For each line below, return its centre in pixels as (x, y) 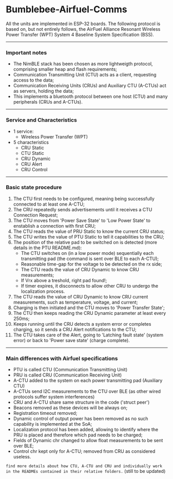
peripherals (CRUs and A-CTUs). (48, 102)
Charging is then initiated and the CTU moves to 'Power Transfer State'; (89, 307)
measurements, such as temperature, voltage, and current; (75, 302)
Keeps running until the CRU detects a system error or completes (82, 324)
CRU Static (32, 148)
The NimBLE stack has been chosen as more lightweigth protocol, (83, 64)
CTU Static (32, 153)
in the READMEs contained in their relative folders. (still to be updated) (86, 471)
